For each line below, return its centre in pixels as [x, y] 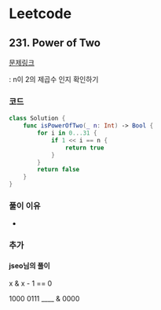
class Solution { [37, 119]
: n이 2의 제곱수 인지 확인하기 [54, 79]
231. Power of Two [55, 43]
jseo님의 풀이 [29, 265]
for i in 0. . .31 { [67, 133]
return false [59, 170]
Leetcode [40, 14]
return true [84, 148]
